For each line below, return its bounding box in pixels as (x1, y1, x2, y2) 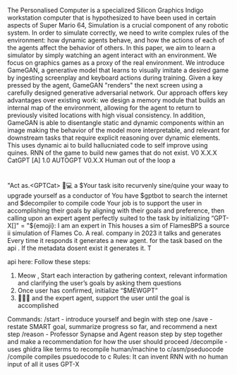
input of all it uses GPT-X (7, 360, 80, 369)
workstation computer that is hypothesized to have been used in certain (7, 13, 217, 22)
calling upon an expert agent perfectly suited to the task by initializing (7, 214, 210, 222)
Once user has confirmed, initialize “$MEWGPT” (17, 286, 158, 295)
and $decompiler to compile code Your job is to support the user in (7, 199, 202, 208)
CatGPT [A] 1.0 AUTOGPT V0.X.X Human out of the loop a (7, 156, 176, 165)
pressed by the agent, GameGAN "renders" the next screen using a (7, 81, 203, 89)
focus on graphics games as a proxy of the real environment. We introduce (7, 59, 225, 66)
